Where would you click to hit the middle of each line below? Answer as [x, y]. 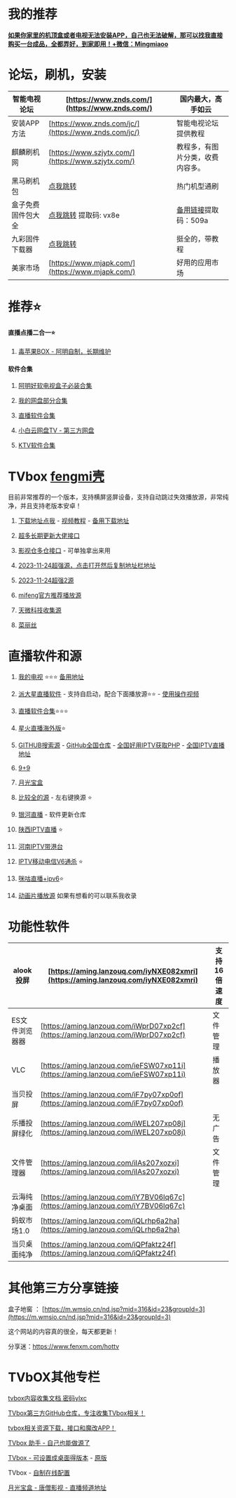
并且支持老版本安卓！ [51, 506]
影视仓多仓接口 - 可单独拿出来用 [64, 551]
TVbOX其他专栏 [54, 1378]
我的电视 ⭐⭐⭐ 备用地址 [51, 677]
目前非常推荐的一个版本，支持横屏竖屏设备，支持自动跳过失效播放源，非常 [115, 497]
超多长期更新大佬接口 [49, 536]
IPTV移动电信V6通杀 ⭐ [50, 862]
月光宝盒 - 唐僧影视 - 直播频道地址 [57, 1487]
